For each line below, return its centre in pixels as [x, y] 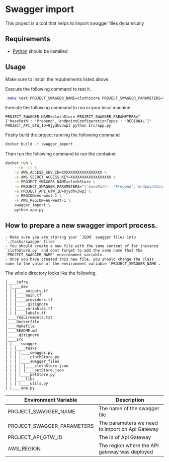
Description [130, 400]
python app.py [29, 210]
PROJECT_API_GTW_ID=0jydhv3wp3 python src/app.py [58, 126]
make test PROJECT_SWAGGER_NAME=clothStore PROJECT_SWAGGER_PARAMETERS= [85, 98]
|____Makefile [20, 326]
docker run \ [19, 163]
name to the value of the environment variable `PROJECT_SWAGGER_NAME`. [83, 263]
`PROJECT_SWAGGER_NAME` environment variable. [55, 255]
